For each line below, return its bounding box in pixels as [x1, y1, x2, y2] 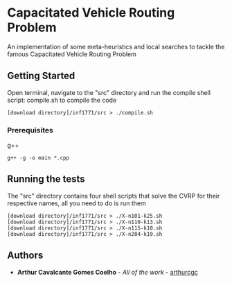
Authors [7, 250, 44, 261]
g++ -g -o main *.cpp [7, 155, 70, 162]
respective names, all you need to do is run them [7, 199, 147, 207]
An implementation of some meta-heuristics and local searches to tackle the [7, 42, 225, 51]
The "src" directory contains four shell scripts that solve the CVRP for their [7, 191, 220, 200]
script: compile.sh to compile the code [7, 96, 117, 104]
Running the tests [7, 173, 85, 185]
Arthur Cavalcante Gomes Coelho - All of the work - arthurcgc [17, 268, 199, 276]
